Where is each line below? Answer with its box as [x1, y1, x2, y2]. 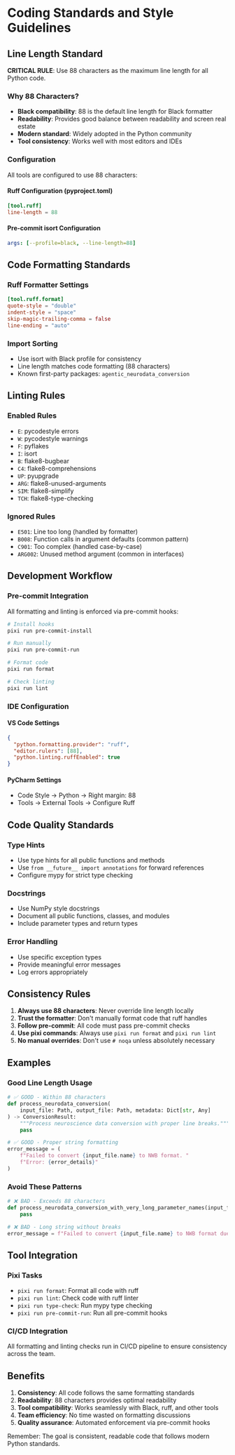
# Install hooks [7, 620, 55, 627]
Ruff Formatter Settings [7, 279, 89, 289]
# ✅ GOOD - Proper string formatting [7, 1139, 119, 1146]
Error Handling [7, 937, 58, 947]
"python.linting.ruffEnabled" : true [13, 754, 120, 761]
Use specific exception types [17, 952, 102, 961]
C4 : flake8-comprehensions [17, 464, 97, 472]
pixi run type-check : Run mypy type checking [17, 1301, 152, 1310]
